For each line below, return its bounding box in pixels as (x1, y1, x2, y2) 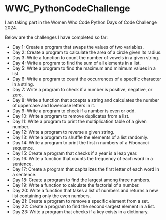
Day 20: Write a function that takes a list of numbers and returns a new (12, 187, 158, 193)
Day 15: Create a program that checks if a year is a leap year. (12, 150, 138, 156)
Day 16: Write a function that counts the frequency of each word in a (12, 155, 153, 161)
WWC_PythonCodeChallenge (5, 3, 131, 14)
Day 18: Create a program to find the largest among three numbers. (12, 177, 151, 183)
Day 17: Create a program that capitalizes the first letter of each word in (12, 166, 160, 172)
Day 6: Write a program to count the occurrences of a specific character (12, 76, 161, 82)
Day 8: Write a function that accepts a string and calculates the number (12, 97, 159, 103)
